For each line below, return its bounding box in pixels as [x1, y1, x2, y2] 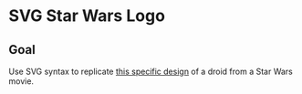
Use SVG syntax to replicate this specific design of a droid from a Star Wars [8, 66, 293, 77]
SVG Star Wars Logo [8, 5, 166, 26]
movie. [8, 76, 34, 87]
